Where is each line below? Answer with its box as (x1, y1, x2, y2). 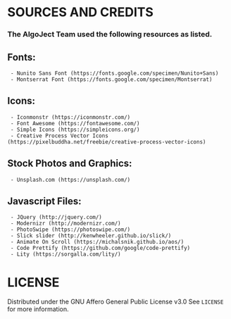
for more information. (7, 305, 69, 313)
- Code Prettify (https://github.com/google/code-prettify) (10, 244, 191, 252)
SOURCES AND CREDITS (7, 4, 154, 20)
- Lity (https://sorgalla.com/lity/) (10, 251, 121, 258)
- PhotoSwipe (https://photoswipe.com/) (10, 226, 131, 233)
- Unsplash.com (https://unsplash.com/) (10, 176, 131, 183)
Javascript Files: (7, 195, 82, 207)
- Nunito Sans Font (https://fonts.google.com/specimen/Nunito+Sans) (10, 70, 219, 77)
